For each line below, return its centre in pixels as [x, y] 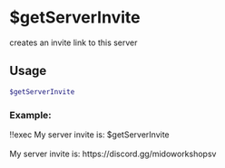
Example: [30, 115]
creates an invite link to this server [73, 42]
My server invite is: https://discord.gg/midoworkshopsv [113, 154]
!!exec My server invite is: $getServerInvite [89, 135]
